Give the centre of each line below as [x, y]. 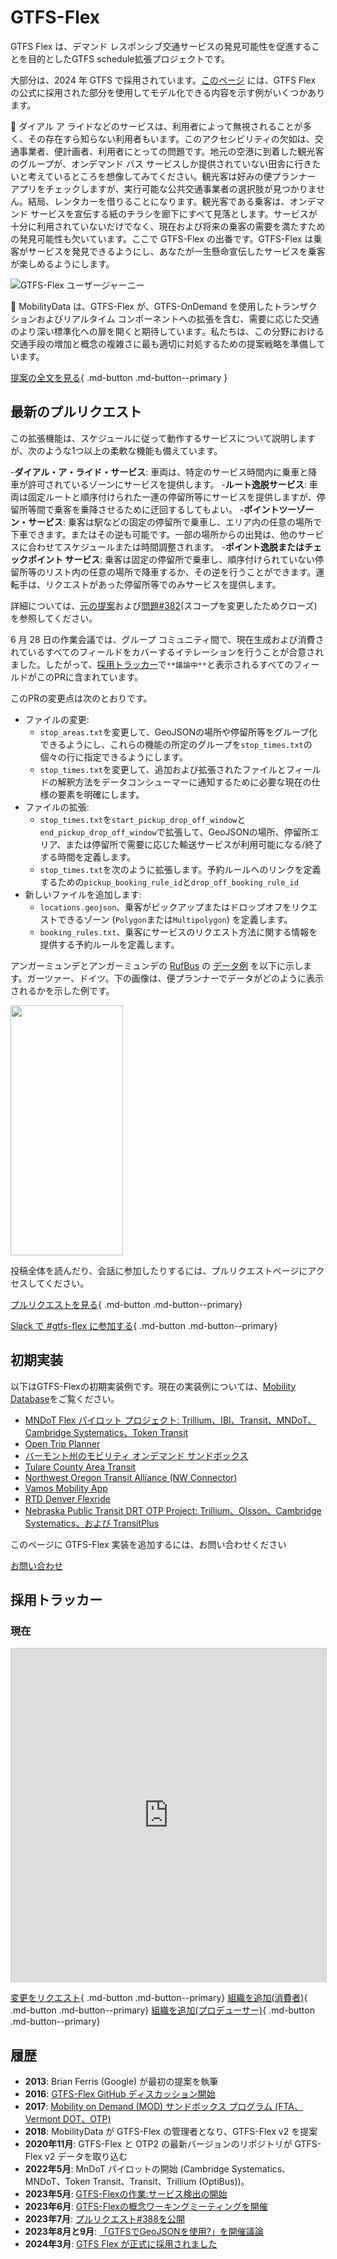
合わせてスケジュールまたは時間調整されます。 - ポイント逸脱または [166, 547]
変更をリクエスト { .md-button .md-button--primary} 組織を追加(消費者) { [159, 1998]
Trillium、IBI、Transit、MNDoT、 [249, 1420]
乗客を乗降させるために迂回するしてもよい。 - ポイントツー [175, 509]
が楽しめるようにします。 [62, 263]
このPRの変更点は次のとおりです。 [81, 698]
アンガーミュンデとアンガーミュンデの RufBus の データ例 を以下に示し [156, 965]
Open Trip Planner [62, 1443]
